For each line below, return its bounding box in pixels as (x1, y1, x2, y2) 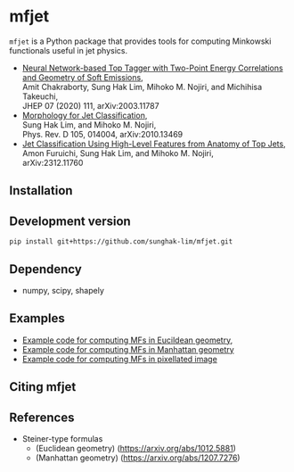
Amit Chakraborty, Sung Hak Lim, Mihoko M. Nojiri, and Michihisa (21, 81, 263, 92)
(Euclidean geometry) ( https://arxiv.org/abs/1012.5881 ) (35, 443, 236, 453)
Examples (9, 311, 65, 327)
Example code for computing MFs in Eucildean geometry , (21, 335, 233, 345)
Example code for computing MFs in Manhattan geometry (21, 344, 234, 354)
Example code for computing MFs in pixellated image (21, 353, 218, 364)
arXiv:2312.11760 (21, 157, 84, 168)
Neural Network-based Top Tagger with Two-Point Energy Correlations (21, 62, 283, 73)
